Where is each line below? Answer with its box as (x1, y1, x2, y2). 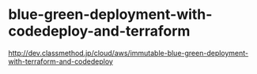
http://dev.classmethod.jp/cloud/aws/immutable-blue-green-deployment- (8, 48, 249, 57)
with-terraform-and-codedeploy (8, 57, 113, 66)
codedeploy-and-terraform (8, 22, 191, 40)
